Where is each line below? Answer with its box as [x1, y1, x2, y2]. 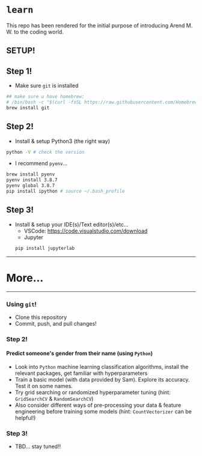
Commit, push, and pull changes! [14, 320, 97, 327]
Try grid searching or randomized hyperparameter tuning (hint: [14, 389, 171, 396]
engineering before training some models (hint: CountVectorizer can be [14, 408, 192, 415]
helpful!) [14, 415, 36, 421]
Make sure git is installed [14, 82, 79, 90]
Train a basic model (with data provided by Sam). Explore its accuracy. [14, 376, 190, 383]
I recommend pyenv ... [14, 160, 68, 167]
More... [6, 271, 44, 285]
